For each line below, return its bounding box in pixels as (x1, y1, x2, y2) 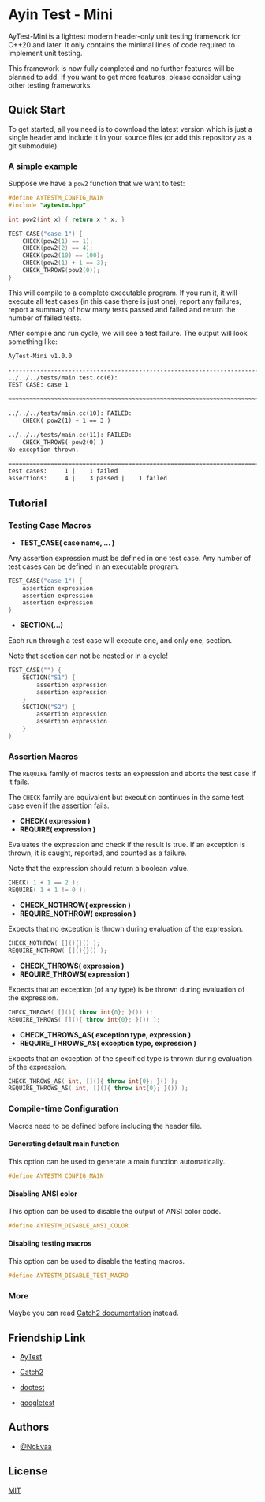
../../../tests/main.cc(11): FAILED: (8, 431, 132, 439)
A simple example (8, 160, 78, 171)
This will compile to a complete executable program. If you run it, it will (8, 288, 238, 297)
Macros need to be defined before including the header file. (8, 1121, 203, 1130)
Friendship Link (8, 1331, 86, 1344)
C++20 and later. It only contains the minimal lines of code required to (8, 39, 235, 49)
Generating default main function (8, 1139, 120, 1149)
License (8, 1465, 48, 1478)
